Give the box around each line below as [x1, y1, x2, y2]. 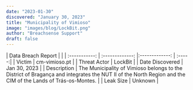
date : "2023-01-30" [6, 8, 54, 15]
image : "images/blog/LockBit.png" [6, 25, 91, 31]
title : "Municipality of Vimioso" [6, 19, 91, 25]
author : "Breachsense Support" [6, 31, 83, 36]
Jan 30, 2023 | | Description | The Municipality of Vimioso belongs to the [6, 65, 183, 71]
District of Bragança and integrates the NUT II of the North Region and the [6, 71, 186, 78]
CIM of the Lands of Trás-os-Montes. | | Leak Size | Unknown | [6, 77, 159, 84]
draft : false [6, 36, 38, 42]
